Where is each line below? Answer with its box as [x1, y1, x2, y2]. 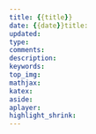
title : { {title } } [9, 12, 73, 22]
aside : [9, 94, 33, 104]
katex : [9, 86, 33, 95]
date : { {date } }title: [9, 21, 89, 30]
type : [9, 37, 29, 47]
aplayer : [9, 103, 41, 112]
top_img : [9, 71, 41, 79]
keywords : [9, 63, 46, 71]
